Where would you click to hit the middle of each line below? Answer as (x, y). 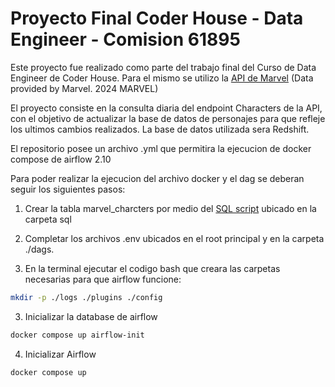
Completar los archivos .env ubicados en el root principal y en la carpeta (174, 238)
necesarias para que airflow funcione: (103, 279)
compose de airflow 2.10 (61, 159)
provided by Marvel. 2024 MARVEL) (84, 88)
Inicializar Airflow (60, 354)
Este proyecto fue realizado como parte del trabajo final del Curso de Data (163, 67)
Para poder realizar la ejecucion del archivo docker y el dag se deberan (157, 178)
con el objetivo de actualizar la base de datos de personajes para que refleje (168, 118)
